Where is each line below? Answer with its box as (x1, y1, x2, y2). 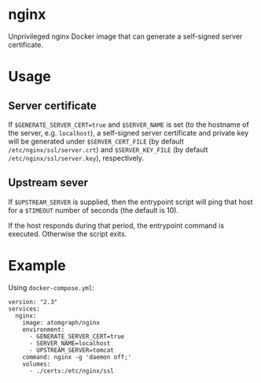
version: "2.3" (8, 298, 58, 306)
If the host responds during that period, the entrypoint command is (8, 221, 225, 230)
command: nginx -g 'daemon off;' (22, 353, 132, 361)
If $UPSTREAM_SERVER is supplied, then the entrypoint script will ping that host (8, 197, 253, 206)
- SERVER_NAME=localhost (28, 339, 111, 348)
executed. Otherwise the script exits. (8, 229, 127, 238)
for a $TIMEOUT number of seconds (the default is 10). (8, 205, 179, 214)
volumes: (22, 360, 51, 368)
